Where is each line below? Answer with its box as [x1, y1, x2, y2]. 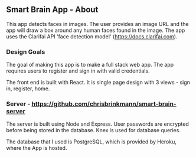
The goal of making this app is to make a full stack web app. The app [6, 61, 174, 68]
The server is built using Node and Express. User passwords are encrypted [6, 120, 189, 127]
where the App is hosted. [6, 145, 67, 152]
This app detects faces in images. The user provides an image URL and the [6, 20, 189, 27]
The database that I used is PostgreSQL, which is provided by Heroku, [6, 138, 177, 145]
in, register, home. [6, 85, 50, 92]
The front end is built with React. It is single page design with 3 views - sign [6, 79, 191, 86]
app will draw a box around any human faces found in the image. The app [6, 27, 185, 34]
